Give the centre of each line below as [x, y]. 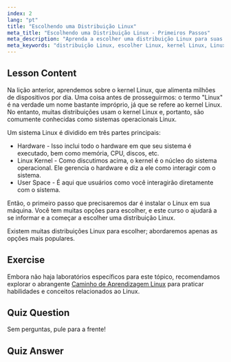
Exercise [26, 260]
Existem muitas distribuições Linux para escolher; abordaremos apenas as [112, 231]
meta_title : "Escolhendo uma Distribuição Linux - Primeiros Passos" [109, 33]
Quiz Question [38, 313]
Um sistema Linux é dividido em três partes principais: [84, 132]
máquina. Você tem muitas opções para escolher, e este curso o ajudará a [112, 210]
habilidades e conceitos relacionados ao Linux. [74, 291]
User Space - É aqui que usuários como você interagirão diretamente [115, 182]
